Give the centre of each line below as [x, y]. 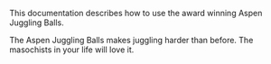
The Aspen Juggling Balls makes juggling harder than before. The [131, 40]
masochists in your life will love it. [72, 50]
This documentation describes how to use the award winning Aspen [136, 13]
